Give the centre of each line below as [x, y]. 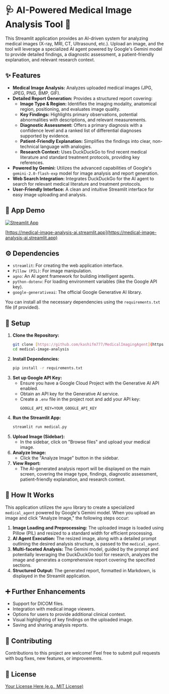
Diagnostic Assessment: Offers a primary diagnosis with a [81, 125]
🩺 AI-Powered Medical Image [69, 10]
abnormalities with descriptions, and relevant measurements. [83, 120]
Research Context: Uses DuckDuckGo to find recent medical [83, 151]
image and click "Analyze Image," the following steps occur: [67, 518]
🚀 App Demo [25, 211]
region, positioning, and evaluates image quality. [70, 109]
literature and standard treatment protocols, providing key [80, 157]
